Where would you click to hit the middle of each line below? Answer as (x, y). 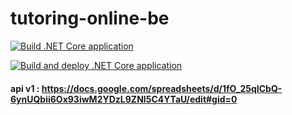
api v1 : (25, 88)
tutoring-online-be (90, 18)
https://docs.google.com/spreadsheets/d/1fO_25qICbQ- (162, 88)
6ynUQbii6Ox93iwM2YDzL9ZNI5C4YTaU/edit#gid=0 (124, 99)
